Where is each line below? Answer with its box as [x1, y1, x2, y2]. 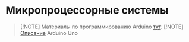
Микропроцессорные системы [5, 4, 169, 17]
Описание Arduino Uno [20, 29, 78, 36]
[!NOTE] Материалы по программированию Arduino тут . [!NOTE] [20, 23, 184, 30]
